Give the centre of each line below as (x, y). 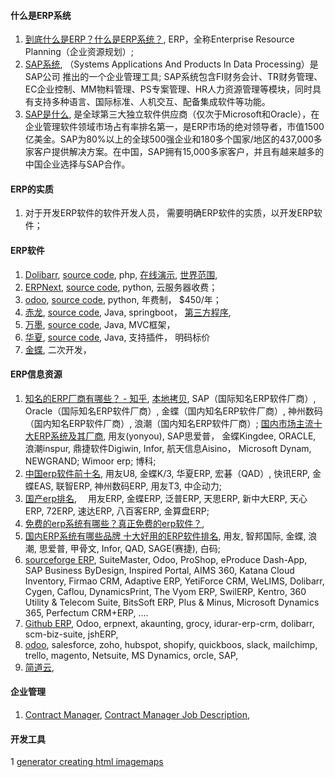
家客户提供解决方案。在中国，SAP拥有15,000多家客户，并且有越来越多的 (174, 152)
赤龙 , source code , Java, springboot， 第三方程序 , (128, 312)
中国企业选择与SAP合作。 (77, 164)
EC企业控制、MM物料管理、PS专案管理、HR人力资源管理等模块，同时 (168, 89)
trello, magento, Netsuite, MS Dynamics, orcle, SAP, (131, 655)
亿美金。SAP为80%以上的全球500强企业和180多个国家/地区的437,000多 (173, 139)
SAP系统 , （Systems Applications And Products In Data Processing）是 (171, 64)
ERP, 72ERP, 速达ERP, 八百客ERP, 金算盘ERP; (117, 511)
